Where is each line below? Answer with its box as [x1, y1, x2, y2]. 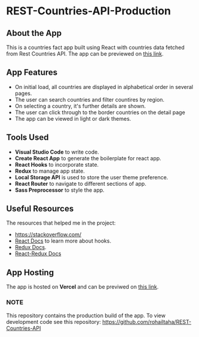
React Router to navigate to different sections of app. [14, 180, 146, 187]
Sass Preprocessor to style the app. [14, 186, 105, 194]
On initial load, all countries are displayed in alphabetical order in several [14, 83, 194, 90]
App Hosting [6, 267, 54, 277]
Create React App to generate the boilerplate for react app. [14, 154, 161, 162]
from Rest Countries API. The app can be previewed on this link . [6, 50, 164, 57]
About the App [6, 28, 62, 38]
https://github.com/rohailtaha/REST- [102, 318, 192, 325]
